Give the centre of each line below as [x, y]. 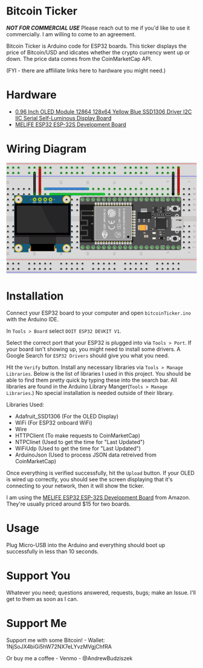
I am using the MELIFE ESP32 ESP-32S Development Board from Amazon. [98, 497]
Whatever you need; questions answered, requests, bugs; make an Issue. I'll [101, 593]
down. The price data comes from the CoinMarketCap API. [79, 59]
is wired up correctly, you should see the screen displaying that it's [90, 479]
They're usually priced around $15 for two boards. [69, 504]
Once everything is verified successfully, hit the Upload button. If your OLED [101, 473]
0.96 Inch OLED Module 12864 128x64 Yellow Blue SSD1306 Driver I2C [103, 111]
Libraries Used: [25, 404]
